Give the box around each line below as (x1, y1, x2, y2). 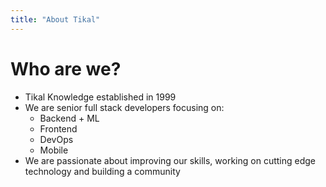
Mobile (39, 144, 69, 156)
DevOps (39, 133, 74, 145)
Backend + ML (39, 112, 100, 124)
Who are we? (10, 57, 122, 80)
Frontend (39, 122, 78, 135)
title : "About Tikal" (10, 14, 101, 25)
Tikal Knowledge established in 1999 (24, 91, 177, 103)
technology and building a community (24, 165, 181, 177)
